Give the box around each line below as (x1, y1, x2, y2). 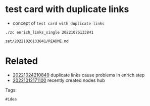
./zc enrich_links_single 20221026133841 (5, 30, 94, 35)
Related (5, 55, 38, 67)
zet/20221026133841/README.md (5, 39, 69, 44)
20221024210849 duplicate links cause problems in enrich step (12, 72, 145, 78)
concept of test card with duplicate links (12, 20, 105, 26)
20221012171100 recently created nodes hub (12, 77, 105, 83)
